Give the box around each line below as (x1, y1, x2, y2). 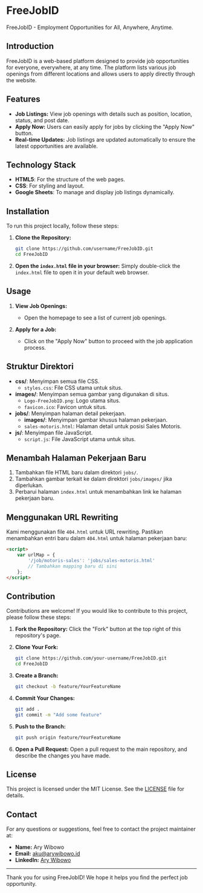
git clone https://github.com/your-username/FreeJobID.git (14, 655, 167, 661)
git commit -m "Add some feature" (14, 711, 102, 718)
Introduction (6, 41, 54, 51)
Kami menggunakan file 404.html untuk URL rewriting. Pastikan (6, 528, 163, 535)
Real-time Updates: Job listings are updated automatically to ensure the (14, 136, 196, 143)
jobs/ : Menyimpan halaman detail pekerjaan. (14, 410, 126, 417)
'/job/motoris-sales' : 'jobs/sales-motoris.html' (28, 557, 155, 563)
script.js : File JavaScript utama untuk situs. (24, 435, 136, 442)
